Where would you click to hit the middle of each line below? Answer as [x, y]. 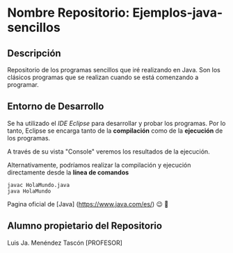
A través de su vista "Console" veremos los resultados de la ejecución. [109, 152]
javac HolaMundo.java [39, 185]
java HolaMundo [29, 191]
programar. [23, 84]
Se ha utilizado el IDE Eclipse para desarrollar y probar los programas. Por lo [116, 123]
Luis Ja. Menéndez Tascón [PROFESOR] [65, 243]
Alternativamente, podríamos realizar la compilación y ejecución [99, 165]
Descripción [34, 53]
